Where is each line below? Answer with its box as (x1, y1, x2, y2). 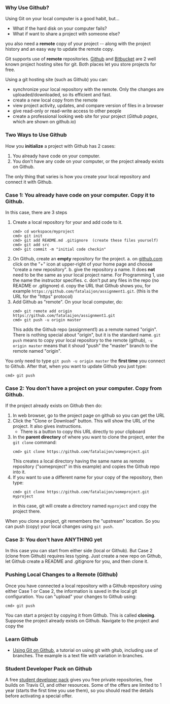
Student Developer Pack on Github (5, 665, 92, 672)
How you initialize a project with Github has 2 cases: (5, 143, 116, 149)
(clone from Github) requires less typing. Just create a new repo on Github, (5, 553, 162, 559)
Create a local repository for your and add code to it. (12, 219, 123, 225)
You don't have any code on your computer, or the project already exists (12, 158, 164, 164)
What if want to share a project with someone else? (12, 31, 120, 37)
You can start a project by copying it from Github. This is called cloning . (5, 612, 156, 618)
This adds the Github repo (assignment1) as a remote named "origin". (12, 326, 157, 332)
